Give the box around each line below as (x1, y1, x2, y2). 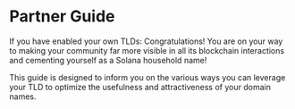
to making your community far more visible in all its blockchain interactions (9, 45, 284, 55)
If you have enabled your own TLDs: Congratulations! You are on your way (9, 36, 283, 46)
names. (9, 91, 37, 102)
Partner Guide (9, 6, 115, 27)
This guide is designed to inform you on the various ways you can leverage (9, 71, 286, 82)
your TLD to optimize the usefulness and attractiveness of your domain (9, 81, 271, 92)
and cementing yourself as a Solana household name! (9, 54, 207, 65)
